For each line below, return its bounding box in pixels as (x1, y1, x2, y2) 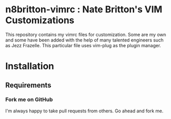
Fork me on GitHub (5, 96, 53, 103)
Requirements (5, 81, 51, 89)
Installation (5, 61, 54, 72)
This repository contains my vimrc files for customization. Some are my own (5, 31, 166, 37)
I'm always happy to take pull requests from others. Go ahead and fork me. (5, 108, 164, 114)
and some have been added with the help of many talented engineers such (5, 37, 164, 43)
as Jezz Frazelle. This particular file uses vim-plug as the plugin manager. (5, 42, 161, 48)
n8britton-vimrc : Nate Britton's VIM (5, 4, 163, 15)
